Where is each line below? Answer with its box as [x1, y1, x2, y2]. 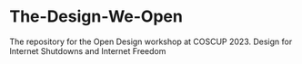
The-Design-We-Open [9, 6, 184, 27]
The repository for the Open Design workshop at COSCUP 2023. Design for [9, 36, 293, 47]
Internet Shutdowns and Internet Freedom [9, 45, 166, 56]
